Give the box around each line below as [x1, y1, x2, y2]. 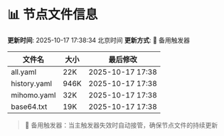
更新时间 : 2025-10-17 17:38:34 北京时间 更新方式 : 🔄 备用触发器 [7, 36, 191, 44]
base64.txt [11, 101, 48, 111]
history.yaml [11, 78, 52, 88]
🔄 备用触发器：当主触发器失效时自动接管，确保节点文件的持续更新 [24, 120, 218, 129]
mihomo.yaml [11, 90, 56, 100]
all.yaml [11, 67, 37, 77]
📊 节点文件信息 [7, 6, 98, 23]
